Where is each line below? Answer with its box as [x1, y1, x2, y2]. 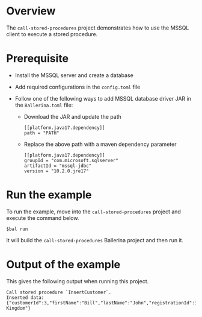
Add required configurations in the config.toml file [14, 83, 141, 90]
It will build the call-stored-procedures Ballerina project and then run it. [6, 236, 184, 243]
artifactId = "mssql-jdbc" [23, 163, 92, 169]
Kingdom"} [6, 305, 31, 311]
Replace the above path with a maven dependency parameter [23, 140, 177, 148]
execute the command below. [6, 214, 79, 221]
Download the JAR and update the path [23, 113, 121, 120]
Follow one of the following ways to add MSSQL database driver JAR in [14, 95, 191, 102]
